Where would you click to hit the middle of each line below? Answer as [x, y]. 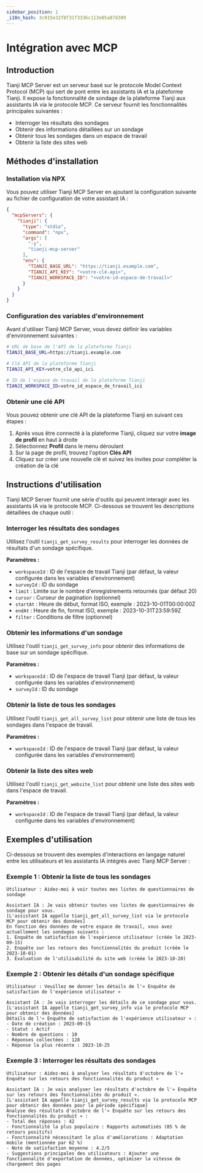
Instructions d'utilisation [54, 485]
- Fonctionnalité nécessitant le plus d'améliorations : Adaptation [95, 1137]
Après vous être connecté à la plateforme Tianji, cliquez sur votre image [105, 433]
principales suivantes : [34, 111]
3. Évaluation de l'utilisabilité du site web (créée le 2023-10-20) [96, 959]
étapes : [16, 421]
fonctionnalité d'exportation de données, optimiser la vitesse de [94, 1159]
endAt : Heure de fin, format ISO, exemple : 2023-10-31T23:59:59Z [98, 611]
